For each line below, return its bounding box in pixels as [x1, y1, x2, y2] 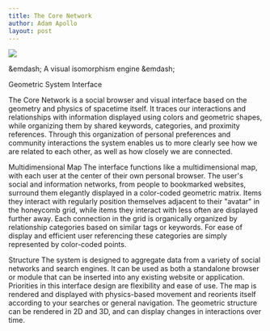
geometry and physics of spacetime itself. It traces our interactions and [8, 104, 247, 114]
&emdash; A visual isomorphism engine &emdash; [8, 64, 175, 73]
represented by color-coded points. [8, 240, 127, 249]
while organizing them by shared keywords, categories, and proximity [8, 121, 240, 131]
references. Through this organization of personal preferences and [8, 130, 231, 140]
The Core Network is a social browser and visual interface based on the [8, 95, 247, 105]
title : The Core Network [8, 11, 92, 20]
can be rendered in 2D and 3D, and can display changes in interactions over [8, 307, 261, 316]
